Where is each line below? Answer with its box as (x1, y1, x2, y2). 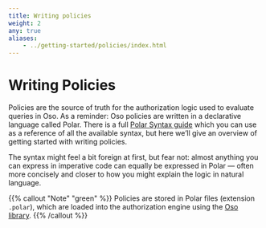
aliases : (8, 34, 38, 43)
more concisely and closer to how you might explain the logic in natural (8, 169, 244, 179)
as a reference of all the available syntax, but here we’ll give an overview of (8, 128, 258, 138)
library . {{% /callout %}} (8, 210, 88, 221)
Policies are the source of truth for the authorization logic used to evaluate (8, 103, 255, 112)
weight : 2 (8, 19, 42, 27)
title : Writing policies (8, 11, 92, 20)
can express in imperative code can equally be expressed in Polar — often (8, 161, 255, 171)
